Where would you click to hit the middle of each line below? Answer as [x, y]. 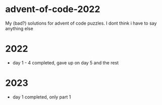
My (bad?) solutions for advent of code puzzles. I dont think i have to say [81, 23]
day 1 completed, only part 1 [42, 97]
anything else [19, 28]
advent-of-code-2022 [53, 9]
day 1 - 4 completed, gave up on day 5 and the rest [66, 63]
